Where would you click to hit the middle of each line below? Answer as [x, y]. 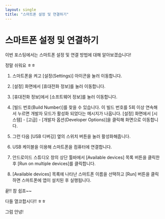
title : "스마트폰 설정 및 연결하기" [37, 14]
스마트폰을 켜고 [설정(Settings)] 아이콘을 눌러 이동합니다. [67, 76]
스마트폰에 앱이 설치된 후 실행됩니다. [56, 180]
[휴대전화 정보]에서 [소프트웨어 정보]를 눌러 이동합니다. [65, 97]
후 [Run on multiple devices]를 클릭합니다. [54, 164]
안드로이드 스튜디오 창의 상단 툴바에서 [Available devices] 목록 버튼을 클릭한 [86, 157]
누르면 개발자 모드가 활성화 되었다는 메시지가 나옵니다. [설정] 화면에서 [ [85, 114]
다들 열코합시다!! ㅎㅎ [25, 201]
